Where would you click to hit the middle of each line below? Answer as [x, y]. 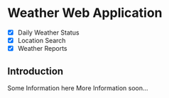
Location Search [42, 41]
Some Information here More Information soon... [78, 88]
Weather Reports [42, 49]
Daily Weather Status [48, 32]
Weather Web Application [85, 13]
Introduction [36, 71]
